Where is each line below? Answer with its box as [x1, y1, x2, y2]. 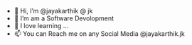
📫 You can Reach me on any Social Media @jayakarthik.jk [14, 30, 185, 38]
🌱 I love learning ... [14, 22, 69, 30]
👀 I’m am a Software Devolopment [14, 14, 114, 22]
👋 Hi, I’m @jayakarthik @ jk [14, 7, 93, 15]
